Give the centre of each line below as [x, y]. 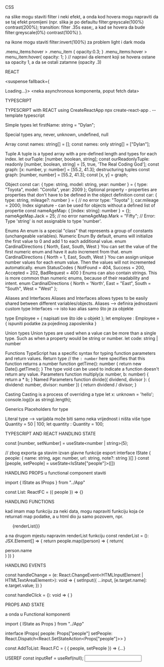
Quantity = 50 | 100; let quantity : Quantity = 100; [55, 424]
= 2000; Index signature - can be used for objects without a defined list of [80, 205]
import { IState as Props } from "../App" [45, 624]
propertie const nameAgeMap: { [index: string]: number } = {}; [68, 211]
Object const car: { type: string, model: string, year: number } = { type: [76, 184]
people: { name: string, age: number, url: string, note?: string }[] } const [77, 458]
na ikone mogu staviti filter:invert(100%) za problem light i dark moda [75, 42]
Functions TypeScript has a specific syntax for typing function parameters [81, 353]
